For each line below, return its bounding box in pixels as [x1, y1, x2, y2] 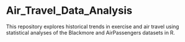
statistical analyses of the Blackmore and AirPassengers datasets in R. [6, 29, 175, 36]
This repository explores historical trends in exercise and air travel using [6, 23, 179, 30]
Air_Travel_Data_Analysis [6, 4, 132, 17]
